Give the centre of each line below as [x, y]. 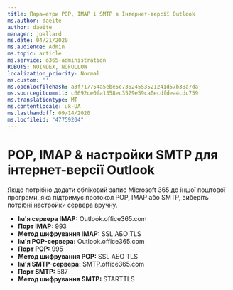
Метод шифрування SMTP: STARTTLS [76, 279]
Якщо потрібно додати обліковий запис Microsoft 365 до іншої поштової [116, 190]
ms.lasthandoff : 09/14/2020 [49, 113]
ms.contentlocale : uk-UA [44, 107]
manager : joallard [34, 34]
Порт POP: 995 [40, 249]
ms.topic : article [34, 54]
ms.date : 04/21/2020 [38, 41]
